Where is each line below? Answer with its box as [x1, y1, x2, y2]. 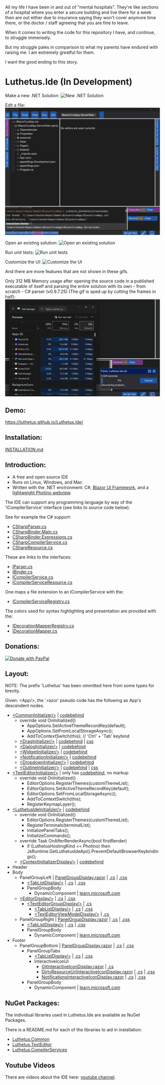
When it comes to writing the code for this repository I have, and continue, [5, 30, 156, 35]
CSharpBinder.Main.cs [12, 528, 58, 534]
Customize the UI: [5, 259, 42, 265]
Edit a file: [5, 102, 26, 108]
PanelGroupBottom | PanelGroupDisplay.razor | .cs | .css [19, 943, 134, 948]
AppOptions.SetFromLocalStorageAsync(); [27, 728, 113, 734]
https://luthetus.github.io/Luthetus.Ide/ [5, 419, 83, 425]
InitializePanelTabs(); [27, 828, 70, 834]
